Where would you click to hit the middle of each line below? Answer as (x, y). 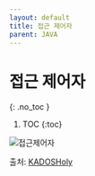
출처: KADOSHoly (41, 162)
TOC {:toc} (42, 124)
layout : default (39, 18)
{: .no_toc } (30, 107)
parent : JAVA (34, 34)
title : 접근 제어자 (41, 26)
